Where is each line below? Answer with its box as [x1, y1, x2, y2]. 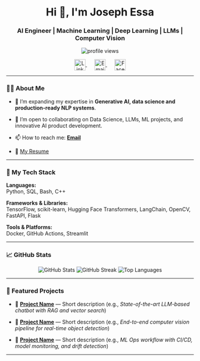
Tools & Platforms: [6, 224, 52, 231]
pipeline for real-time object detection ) [14, 324, 110, 332]
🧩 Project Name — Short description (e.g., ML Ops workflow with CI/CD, [14, 336, 193, 343]
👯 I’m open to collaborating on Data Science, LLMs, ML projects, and [14, 115, 183, 123]
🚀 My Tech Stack [6, 168, 56, 176]
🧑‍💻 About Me [6, 84, 45, 93]
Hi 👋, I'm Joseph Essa [45, 5, 155, 19]
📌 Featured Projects [6, 287, 64, 295]
